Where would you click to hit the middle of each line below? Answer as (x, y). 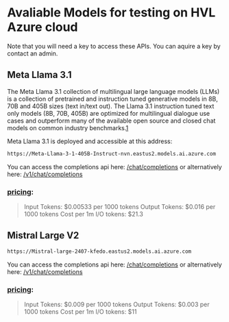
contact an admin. (33, 53)
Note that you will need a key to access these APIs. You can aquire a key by (114, 46)
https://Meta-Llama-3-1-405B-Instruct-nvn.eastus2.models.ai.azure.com (111, 153)
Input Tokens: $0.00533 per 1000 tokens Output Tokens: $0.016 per (120, 206)
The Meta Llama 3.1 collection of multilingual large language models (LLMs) (113, 91)
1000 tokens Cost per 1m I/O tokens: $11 (80, 311)
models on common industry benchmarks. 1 (68, 127)
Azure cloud (43, 27)
